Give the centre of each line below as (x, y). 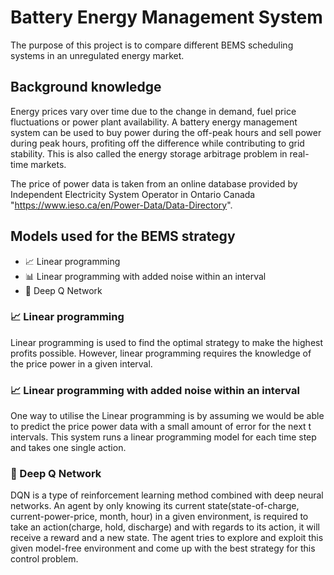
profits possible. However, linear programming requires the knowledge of (161, 353)
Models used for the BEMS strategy (123, 236)
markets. (48, 164)
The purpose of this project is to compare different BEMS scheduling (152, 45)
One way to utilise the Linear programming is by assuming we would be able (167, 416)
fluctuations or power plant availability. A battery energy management (154, 122)
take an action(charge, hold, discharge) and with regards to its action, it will (165, 527)
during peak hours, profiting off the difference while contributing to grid (157, 143)
